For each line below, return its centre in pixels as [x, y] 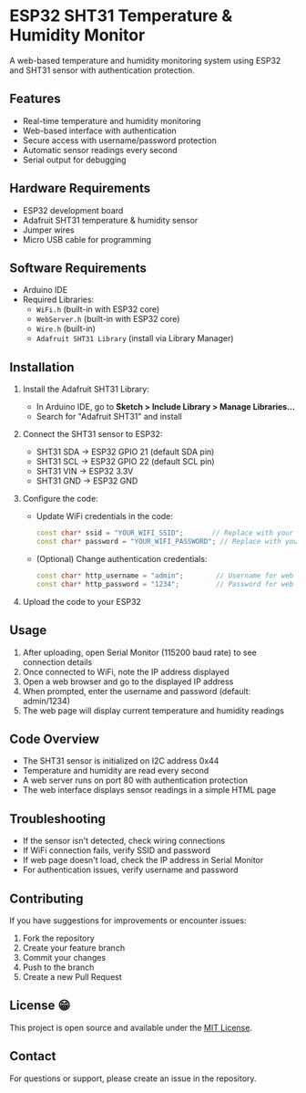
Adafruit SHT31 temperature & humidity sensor [110, 220]
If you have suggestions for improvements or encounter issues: [128, 920]
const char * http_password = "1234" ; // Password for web [165, 584]
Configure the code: [60, 499]
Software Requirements [78, 268]
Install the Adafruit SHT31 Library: [86, 390]
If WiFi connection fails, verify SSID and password [117, 850]
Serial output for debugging [74, 160]
